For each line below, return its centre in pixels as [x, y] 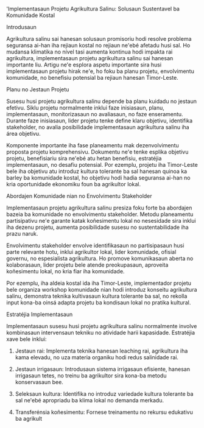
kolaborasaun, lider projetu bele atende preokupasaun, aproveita [87, 265]
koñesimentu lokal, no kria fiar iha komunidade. [65, 271]
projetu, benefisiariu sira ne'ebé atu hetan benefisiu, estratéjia [84, 158]
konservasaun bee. [39, 382]
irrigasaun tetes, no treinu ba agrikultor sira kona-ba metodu [91, 376]
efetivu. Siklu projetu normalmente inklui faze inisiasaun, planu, [85, 108]
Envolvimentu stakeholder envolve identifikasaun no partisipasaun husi [95, 245]
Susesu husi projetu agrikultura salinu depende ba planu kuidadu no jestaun [101, 101]
